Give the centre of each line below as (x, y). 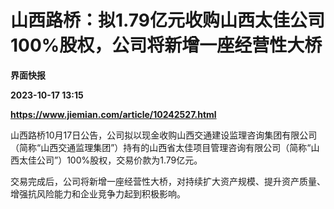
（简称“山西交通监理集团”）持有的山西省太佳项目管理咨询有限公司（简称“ (161, 147)
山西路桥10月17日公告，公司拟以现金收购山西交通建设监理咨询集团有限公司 (164, 135)
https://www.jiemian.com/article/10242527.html (113, 114)
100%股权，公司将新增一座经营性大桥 (166, 45)
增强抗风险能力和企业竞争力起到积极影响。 (98, 193)
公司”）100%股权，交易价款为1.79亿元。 (119, 160)
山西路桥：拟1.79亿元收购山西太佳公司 (167, 20)
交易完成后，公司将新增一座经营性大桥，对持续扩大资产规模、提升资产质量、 (168, 181)
